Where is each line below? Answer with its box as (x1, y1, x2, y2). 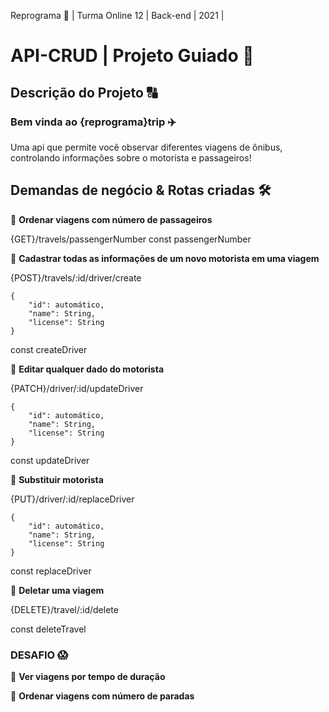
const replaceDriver (10, 565, 92, 577)
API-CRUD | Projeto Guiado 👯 (10, 45, 255, 67)
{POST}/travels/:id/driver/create (10, 271, 142, 284)
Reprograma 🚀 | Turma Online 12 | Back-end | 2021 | (10, 10, 225, 21)
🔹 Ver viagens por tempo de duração (10, 670, 166, 682)
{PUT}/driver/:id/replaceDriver (10, 493, 135, 505)
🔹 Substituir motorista (10, 473, 104, 485)
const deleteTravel (10, 623, 87, 635)
